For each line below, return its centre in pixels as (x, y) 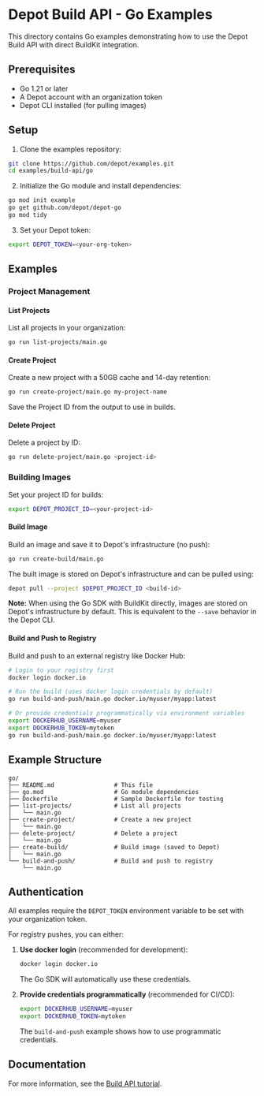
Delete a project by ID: (45, 442)
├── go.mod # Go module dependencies (104, 792)
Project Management (49, 292)
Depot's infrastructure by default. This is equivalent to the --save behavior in (132, 612)
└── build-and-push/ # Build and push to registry (111, 861)
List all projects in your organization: (67, 328)
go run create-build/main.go (56, 559)
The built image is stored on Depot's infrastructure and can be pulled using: (131, 574)
